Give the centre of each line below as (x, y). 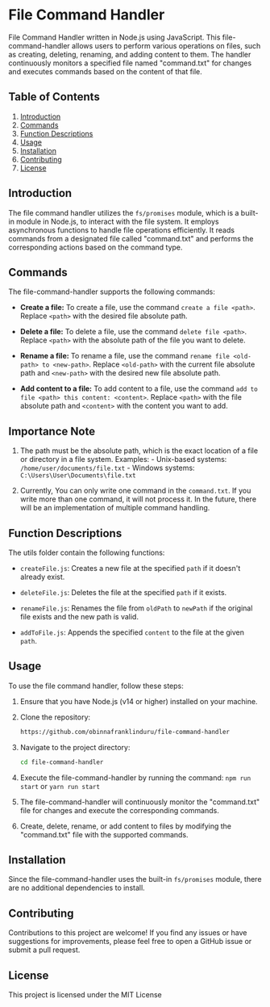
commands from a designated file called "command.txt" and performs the (131, 238)
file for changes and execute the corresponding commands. (119, 810)
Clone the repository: (55, 717)
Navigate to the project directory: (75, 747)
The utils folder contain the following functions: (87, 552)
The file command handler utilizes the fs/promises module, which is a (124, 212)
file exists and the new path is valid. (79, 617)
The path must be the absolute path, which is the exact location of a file (139, 451)
